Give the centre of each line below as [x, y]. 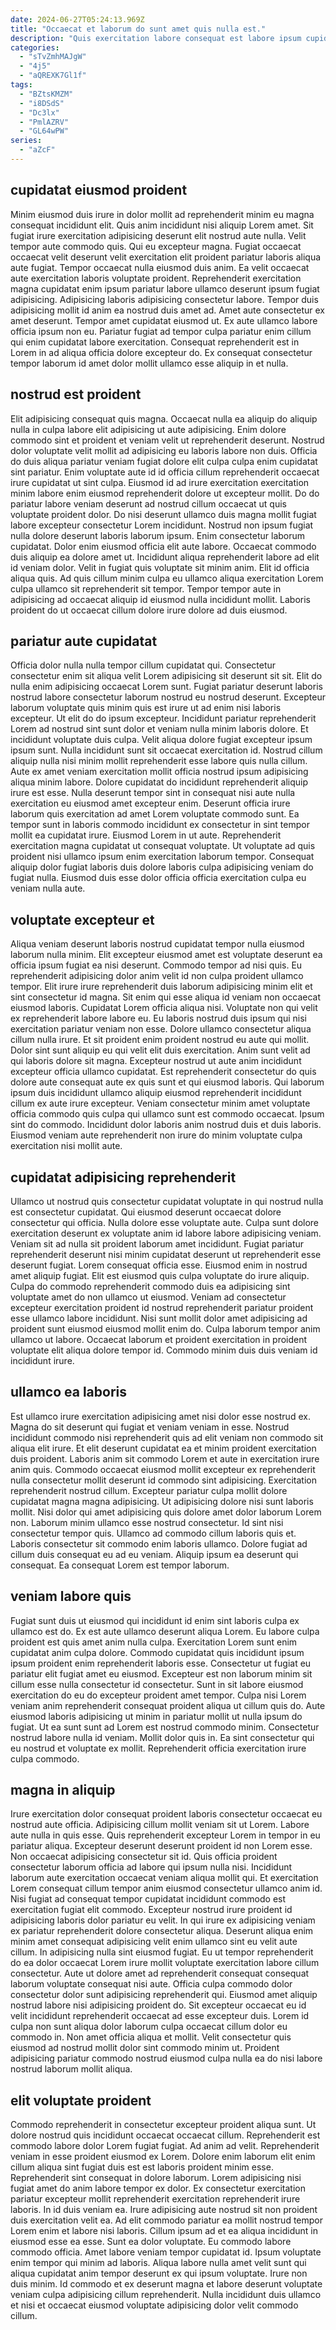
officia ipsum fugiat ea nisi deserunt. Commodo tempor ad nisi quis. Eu [156, 965]
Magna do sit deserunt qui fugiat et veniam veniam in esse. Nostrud [150, 1427]
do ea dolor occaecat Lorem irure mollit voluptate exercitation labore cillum [165, 1963]
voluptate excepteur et [82, 919]
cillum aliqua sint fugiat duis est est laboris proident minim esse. [142, 2167]
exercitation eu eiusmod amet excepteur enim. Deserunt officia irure [150, 803]
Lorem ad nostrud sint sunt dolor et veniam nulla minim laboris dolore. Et [159, 729]
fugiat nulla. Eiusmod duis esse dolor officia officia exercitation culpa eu [158, 878]
